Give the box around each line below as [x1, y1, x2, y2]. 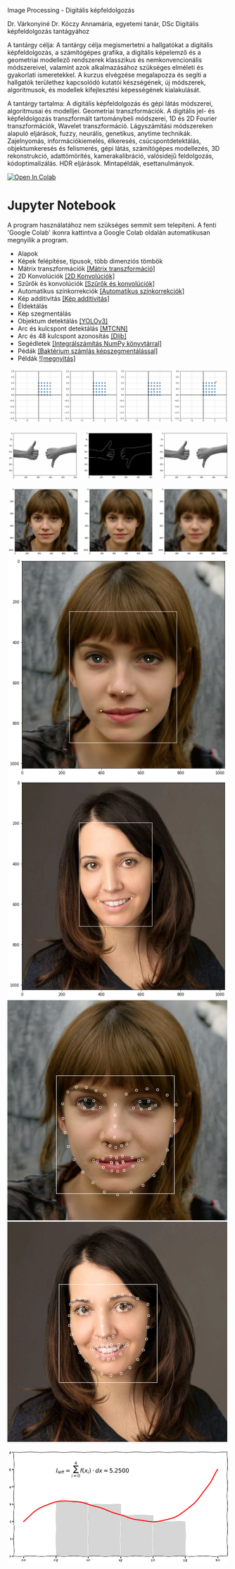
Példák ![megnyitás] [17, 354, 76, 362]
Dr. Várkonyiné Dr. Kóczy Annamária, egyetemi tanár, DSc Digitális [7, 20, 199, 27]
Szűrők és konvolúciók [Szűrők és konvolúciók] [17, 279, 155, 287]
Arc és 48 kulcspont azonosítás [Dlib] [17, 331, 127, 340]
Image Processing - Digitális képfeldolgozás [7, 6, 135, 14]
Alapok [17, 249, 39, 258]
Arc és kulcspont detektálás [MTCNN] [17, 324, 128, 333]
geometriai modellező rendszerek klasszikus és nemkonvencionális [7, 56, 203, 64]
